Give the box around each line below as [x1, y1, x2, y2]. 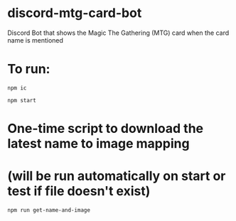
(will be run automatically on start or [7, 168, 226, 184]
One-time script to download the [7, 121, 204, 136]
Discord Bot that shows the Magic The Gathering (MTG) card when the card [7, 28, 230, 37]
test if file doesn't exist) [7, 183, 151, 200]
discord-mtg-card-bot [7, 5, 142, 21]
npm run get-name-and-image [7, 207, 91, 214]
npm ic [7, 84, 27, 92]
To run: [7, 61, 50, 77]
